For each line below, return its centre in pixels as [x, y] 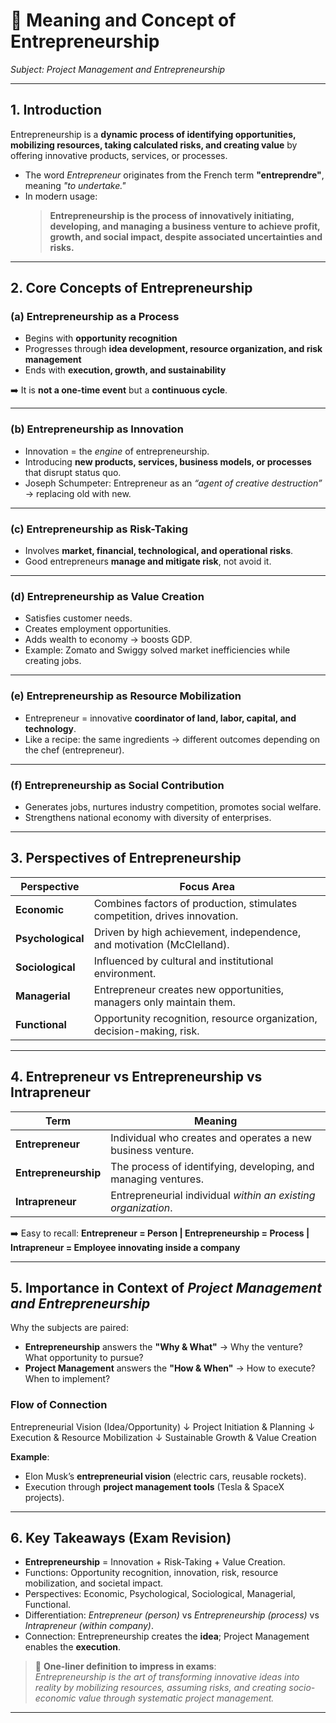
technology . [50, 728]
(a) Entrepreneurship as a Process [95, 317]
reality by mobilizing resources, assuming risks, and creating [160, 1688]
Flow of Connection [59, 1405]
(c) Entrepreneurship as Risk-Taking [99, 529]
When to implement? [67, 1379]
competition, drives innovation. [166, 916]
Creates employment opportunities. [98, 629]
